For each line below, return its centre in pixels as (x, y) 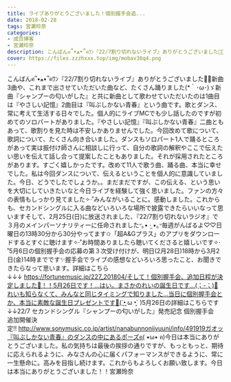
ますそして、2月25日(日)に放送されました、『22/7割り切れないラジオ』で (115, 216)
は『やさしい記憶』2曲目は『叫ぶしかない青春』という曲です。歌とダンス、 (114, 105)
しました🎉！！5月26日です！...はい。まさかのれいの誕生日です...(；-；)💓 (115, 285)
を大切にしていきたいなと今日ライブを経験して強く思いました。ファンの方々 (115, 191)
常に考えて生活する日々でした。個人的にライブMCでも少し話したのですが (111, 113)
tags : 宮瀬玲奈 (27, 26)
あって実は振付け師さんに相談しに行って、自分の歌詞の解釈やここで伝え (115, 147)
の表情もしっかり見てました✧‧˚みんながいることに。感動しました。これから (114, 199)
